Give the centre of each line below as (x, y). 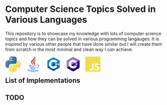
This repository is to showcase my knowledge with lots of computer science (83, 33)
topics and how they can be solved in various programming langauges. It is (82, 39)
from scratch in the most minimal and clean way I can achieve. (69, 49)
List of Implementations (43, 81)
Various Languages (46, 20)
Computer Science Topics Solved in (81, 9)
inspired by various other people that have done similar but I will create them (84, 44)
